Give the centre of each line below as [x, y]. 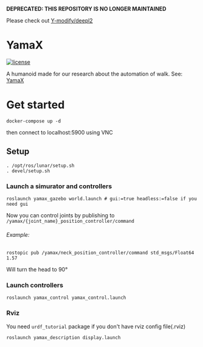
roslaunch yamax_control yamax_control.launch [66, 298]
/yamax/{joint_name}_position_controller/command [71, 221]
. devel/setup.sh [28, 171]
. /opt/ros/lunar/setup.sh [40, 166]
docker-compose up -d [34, 121]
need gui [17, 204]
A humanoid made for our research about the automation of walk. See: [95, 74]
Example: [18, 234]
